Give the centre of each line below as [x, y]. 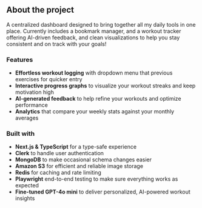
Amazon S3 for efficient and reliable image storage [79, 166]
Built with [21, 134]
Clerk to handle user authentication [59, 153]
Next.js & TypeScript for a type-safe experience [76, 147]
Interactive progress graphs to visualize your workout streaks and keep [105, 86]
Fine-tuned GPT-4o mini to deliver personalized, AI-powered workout [103, 192]
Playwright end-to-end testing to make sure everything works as [96, 179]
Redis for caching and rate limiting [58, 173]
